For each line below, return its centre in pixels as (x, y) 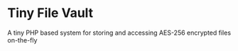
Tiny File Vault (50, 13)
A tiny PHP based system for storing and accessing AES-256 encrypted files (119, 33)
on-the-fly (22, 40)
